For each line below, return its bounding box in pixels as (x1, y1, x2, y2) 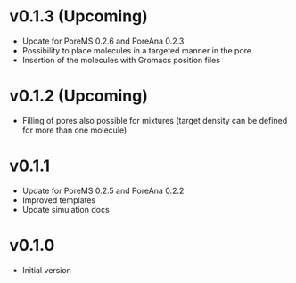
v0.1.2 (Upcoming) (9, 86, 149, 106)
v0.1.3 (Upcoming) (9, 6, 149, 27)
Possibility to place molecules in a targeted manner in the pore (21, 44, 252, 55)
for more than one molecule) (21, 125, 127, 135)
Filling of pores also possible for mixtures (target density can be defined (21, 115, 288, 125)
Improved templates (21, 194, 96, 206)
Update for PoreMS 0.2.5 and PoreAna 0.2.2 (21, 185, 185, 196)
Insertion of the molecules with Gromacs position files (21, 54, 221, 65)
